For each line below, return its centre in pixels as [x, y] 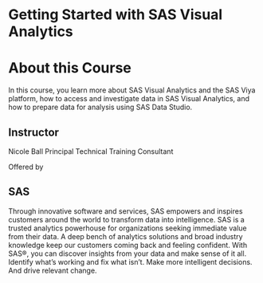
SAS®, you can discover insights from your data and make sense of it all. [128, 254]
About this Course [70, 68]
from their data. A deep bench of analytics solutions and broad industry [126, 236]
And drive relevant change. [53, 270]
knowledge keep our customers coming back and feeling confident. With [128, 245]
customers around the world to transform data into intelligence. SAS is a [126, 219]
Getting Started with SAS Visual [116, 15]
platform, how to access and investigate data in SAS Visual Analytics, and [129, 99]
